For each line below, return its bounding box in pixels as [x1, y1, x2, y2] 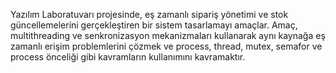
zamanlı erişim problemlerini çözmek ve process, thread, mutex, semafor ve [10, 40, 323, 52]
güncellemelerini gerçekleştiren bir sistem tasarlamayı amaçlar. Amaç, [10, 19, 298, 31]
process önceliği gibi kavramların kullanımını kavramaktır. [10, 51, 246, 63]
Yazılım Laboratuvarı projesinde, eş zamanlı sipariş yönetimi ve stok [10, 9, 289, 20]
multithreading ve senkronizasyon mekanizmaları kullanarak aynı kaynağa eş [10, 30, 326, 41]
